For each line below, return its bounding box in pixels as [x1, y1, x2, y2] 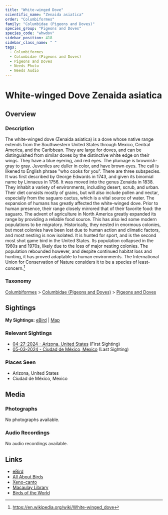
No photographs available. [5, 417, 59, 423]
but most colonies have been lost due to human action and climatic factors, [5, 227, 160, 233]
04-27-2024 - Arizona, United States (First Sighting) [12, 341, 120, 347]
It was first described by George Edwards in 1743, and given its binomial [5, 173, 154, 179]
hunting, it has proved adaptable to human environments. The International [5, 253, 159, 259]
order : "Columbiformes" [5, 17, 55, 22]
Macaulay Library [12, 484, 48, 490]
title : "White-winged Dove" [5, 7, 64, 13]
